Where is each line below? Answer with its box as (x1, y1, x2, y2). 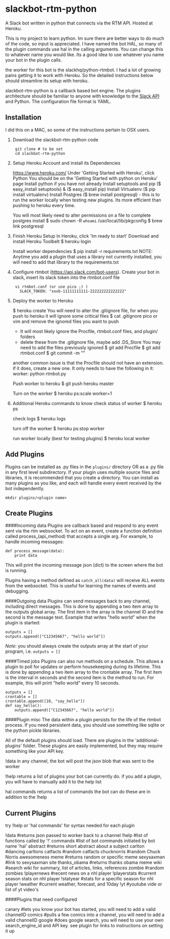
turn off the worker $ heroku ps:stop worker (12, 425, 105, 432)
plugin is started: (5, 620, 41, 626)
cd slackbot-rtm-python (15, 151, 65, 156)
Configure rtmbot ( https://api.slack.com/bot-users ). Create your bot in (12, 269, 160, 275)
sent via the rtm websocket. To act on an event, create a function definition (5, 528, 162, 534)
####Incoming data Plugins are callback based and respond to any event (5, 522, 158, 528)
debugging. (5, 588, 29, 594)
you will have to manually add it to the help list (5, 779, 102, 785)
